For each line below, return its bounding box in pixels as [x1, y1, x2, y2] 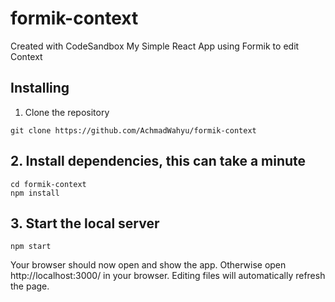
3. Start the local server [10, 215, 160, 232]
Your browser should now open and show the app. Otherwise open [10, 259, 287, 271]
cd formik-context [10, 179, 87, 189]
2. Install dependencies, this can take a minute [10, 153, 307, 170]
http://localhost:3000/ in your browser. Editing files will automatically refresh [10, 270, 326, 282]
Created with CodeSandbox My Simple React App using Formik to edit [10, 40, 300, 52]
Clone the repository [24, 106, 110, 118]
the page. [10, 280, 50, 292]
